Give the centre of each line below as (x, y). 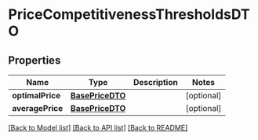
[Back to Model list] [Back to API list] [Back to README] (98, 128)
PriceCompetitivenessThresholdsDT (129, 15)
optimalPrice (36, 96)
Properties (35, 60)
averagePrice (38, 108)
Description (155, 82)
